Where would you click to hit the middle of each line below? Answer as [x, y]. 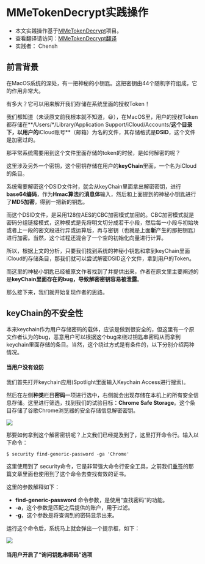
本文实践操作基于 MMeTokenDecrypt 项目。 [69, 31]
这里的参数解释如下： [33, 487]
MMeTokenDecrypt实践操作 [77, 13]
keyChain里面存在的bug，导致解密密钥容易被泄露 [74, 279]
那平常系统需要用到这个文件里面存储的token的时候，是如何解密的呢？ [94, 152]
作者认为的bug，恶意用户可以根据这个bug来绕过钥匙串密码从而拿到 [96, 337]
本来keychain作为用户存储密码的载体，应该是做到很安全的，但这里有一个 [98, 329]
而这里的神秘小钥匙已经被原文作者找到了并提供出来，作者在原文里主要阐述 [100, 271]
